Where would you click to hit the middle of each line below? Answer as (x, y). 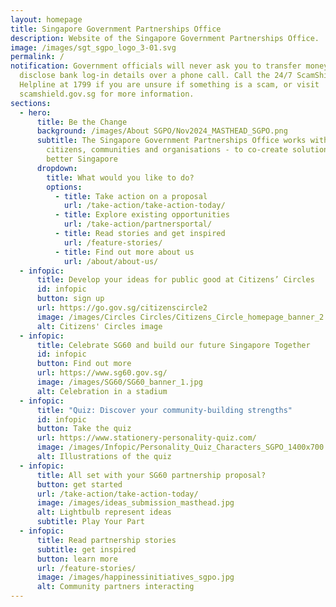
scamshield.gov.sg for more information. (107, 94)
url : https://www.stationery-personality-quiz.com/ (146, 438)
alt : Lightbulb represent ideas (104, 512)
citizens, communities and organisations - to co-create (167, 150)
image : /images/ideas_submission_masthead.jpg (135, 503)
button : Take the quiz (84, 429)
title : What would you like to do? (120, 177)
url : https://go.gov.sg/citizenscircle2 (122, 308)
